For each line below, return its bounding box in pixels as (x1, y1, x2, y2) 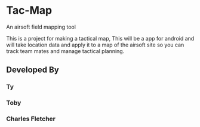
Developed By (6, 65, 60, 75)
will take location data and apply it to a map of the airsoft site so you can (6, 41, 184, 48)
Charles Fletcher (6, 114, 56, 123)
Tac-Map (6, 4, 53, 17)
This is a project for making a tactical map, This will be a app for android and (6, 35, 195, 42)
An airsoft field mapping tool (6, 23, 76, 30)
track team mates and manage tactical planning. (6, 47, 125, 54)
